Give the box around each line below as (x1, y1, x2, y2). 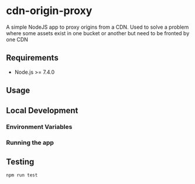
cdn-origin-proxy (6, 4, 93, 18)
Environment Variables (6, 123, 73, 131)
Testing (6, 156, 35, 166)
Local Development (6, 105, 78, 115)
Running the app (6, 139, 54, 147)
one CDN (6, 36, 28, 43)
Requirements (6, 53, 59, 63)
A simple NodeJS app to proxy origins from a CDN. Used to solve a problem (6, 23, 189, 30)
